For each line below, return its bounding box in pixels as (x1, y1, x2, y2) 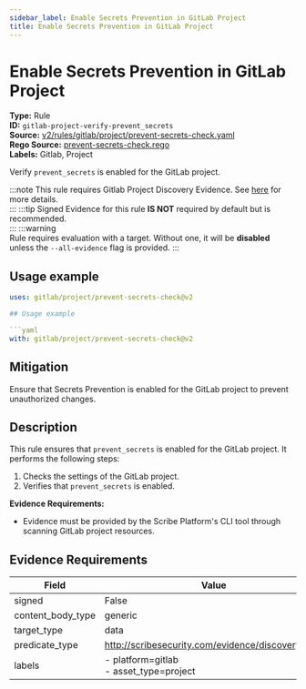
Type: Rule (9, 110, 51, 121)
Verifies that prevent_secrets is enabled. (22, 481, 176, 491)
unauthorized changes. (9, 393, 97, 404)
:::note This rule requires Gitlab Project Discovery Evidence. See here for (9, 184, 282, 196)
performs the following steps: (9, 453, 120, 464)
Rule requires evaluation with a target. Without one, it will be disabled (9, 233, 270, 244)
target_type (14, 624, 64, 637)
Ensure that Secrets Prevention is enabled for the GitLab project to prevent (9, 383, 289, 394)
